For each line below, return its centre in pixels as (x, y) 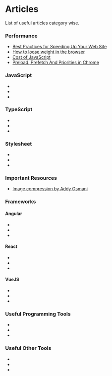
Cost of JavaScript (31, 57)
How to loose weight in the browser (49, 52)
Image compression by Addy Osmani (50, 189)
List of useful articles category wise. (42, 23)
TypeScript (19, 109)
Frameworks (21, 202)
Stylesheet (19, 144)
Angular (14, 213)
